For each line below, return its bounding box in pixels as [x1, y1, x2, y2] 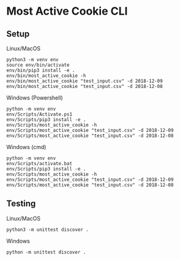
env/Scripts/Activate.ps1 [6, 111, 72, 117]
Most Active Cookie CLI [6, 4, 128, 18]
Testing [6, 199, 36, 209]
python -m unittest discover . [6, 249, 86, 255]
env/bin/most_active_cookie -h [6, 73, 86, 79]
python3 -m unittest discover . [6, 226, 89, 233]
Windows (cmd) [6, 144, 47, 150]
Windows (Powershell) [6, 94, 63, 101]
